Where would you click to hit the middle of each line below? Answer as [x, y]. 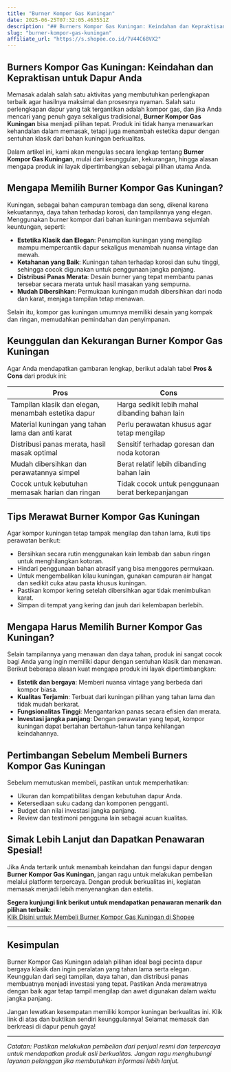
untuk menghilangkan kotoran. [60, 561]
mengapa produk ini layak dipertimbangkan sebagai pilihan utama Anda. [109, 166]
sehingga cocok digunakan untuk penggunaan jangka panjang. [106, 269]
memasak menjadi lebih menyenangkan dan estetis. [80, 889]
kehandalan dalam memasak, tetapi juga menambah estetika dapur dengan [113, 131]
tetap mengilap [141, 433]
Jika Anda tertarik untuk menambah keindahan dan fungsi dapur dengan [110, 867]
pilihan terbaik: [29, 909]
